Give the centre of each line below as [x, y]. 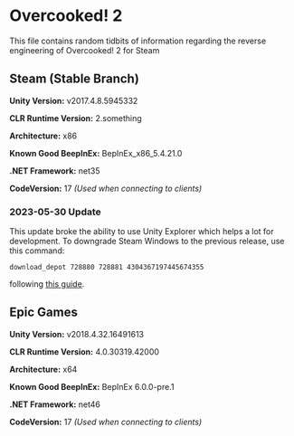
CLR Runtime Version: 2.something [76, 118]
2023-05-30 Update [55, 212]
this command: [37, 251]
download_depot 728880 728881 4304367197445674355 [107, 268]
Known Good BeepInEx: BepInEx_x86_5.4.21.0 [96, 153]
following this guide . [47, 284]
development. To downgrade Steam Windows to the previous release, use [147, 242]
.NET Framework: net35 [55, 171]
